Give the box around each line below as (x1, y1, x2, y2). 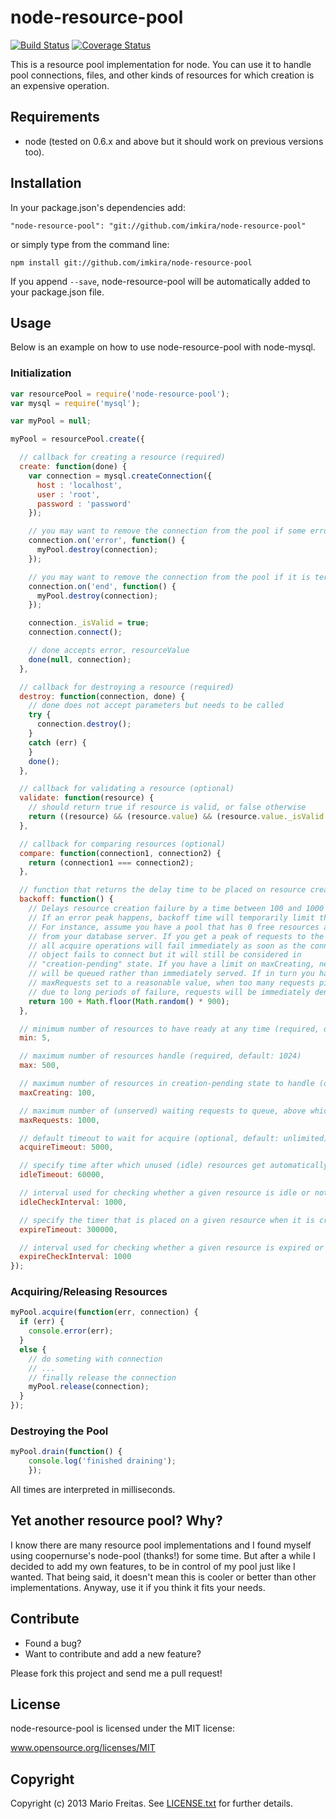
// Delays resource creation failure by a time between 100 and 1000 (28, 904, 325, 914)
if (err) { (19, 1317, 65, 1327)
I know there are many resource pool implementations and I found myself (10, 1539, 312, 1551)
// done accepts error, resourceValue (28, 646, 190, 656)
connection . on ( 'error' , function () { (28, 536, 186, 546)
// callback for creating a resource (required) (19, 452, 226, 463)
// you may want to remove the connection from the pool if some (28, 526, 307, 536)
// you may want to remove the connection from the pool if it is (28, 572, 311, 582)
